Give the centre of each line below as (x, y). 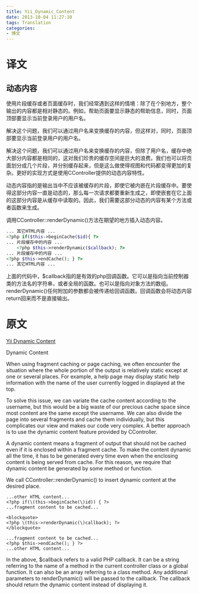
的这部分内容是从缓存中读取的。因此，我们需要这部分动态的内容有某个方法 (96, 200)
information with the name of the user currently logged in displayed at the (95, 383)
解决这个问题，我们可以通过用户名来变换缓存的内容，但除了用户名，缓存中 (96, 151)
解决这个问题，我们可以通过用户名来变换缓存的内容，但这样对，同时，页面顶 (99, 131)
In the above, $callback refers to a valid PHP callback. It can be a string (93, 560)
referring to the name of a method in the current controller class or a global (97, 566)
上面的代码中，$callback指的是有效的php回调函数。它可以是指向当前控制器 (98, 276)
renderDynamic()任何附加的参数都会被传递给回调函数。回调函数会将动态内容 (99, 291)
